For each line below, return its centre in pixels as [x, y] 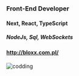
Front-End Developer [38, 9]
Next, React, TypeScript [37, 23]
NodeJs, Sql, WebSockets [40, 37]
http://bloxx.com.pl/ [33, 53]
